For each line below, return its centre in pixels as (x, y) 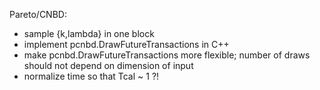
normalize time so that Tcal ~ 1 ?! (91, 76)
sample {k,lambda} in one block (89, 33)
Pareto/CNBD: (38, 14)
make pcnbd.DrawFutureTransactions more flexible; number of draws (167, 55)
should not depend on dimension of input (108, 65)
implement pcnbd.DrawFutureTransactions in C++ (126, 44)
